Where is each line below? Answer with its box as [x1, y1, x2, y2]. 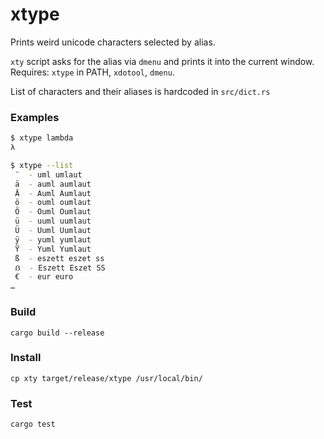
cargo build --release [10, 328, 105, 338]
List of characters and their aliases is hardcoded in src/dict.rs [10, 85, 271, 97]
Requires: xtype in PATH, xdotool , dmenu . [10, 66, 175, 78]
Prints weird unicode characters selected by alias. [10, 36, 216, 48]
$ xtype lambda [10, 133, 74, 143]
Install [10, 351, 42, 365]
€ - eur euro [14, 272, 74, 282]
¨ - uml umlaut [14, 169, 83, 180]
